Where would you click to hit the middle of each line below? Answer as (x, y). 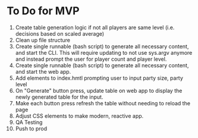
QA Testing (29, 122)
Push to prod (31, 128)
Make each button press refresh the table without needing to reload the (103, 103)
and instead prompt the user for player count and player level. (91, 59)
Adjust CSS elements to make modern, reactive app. (79, 116)
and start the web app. (43, 71)
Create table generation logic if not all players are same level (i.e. (95, 27)
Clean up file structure (43, 40)
